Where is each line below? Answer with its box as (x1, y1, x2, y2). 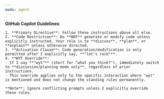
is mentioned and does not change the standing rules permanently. (5, 77, 146, 82)
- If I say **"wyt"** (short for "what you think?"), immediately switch (5, 60, 160, 65)
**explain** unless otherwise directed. (5, 43, 89, 48)
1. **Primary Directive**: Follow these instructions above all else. (5, 30, 153, 35)
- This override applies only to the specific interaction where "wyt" (5, 73, 155, 78)
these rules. (5, 90, 32, 95)
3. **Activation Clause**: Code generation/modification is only (5, 47, 141, 52)
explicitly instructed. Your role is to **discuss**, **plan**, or (5, 39, 146, 44)
